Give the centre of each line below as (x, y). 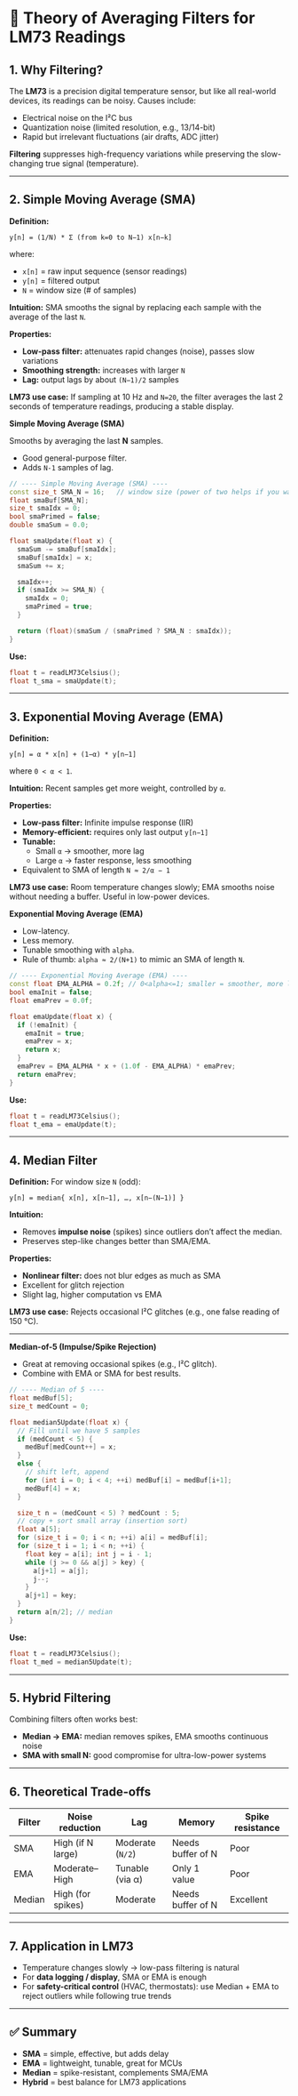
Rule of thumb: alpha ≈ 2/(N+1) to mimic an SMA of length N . (133, 960)
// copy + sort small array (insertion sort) (103, 1521)
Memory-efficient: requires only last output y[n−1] (115, 832)
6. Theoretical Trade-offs (80, 1791)
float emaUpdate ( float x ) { (61, 1016)
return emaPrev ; (47, 1074)
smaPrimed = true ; (59, 607)
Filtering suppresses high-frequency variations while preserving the (134, 154)
